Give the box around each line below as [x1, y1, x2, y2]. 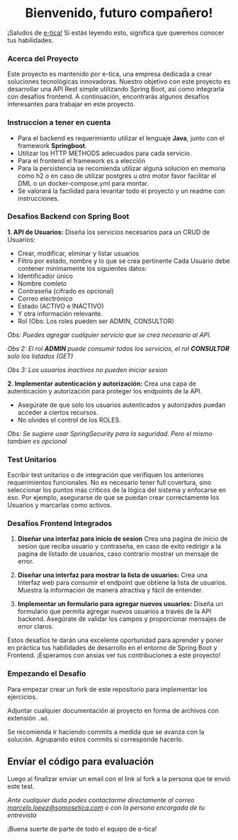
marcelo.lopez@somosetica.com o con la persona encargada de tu [7, 803, 205, 812]
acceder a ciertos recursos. [17, 408, 98, 416]
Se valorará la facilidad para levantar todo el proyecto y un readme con [17, 186, 225, 195]
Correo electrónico [17, 294, 73, 303]
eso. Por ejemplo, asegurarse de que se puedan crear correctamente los [7, 493, 220, 502]
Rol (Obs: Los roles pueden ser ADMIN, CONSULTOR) [17, 317, 175, 325]
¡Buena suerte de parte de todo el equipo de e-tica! [7, 824, 157, 833]
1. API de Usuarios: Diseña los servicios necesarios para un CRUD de [7, 228, 210, 236]
